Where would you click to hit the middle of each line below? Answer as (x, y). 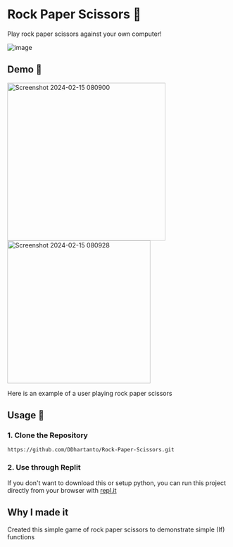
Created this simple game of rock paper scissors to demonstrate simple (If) (116, 529)
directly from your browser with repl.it (62, 490)
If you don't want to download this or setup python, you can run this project (117, 483)
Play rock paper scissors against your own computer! (84, 34)
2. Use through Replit (44, 468)
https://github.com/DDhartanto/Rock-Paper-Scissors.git (91, 450)
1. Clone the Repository (48, 435)
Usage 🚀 (26, 415)
